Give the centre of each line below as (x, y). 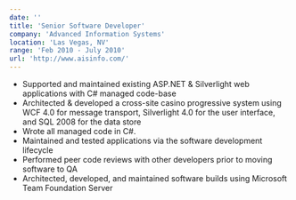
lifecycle (37, 150)
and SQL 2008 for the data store (82, 122)
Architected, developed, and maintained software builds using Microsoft (155, 178)
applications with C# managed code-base (99, 93)
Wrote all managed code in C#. (79, 131)
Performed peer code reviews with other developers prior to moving (147, 160)
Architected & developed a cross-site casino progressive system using (152, 103)
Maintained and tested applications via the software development (142, 140)
